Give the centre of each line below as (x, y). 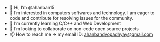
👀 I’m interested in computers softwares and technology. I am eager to (82, 13)
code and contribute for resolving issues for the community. (72, 18)
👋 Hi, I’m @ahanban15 (32, 8)
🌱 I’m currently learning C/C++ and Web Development (65, 23)
